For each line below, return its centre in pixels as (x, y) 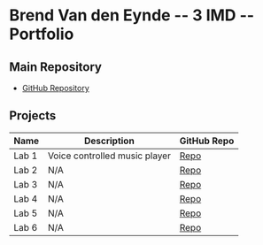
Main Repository (55, 67)
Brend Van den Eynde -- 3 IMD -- (132, 15)
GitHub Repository (56, 88)
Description (109, 141)
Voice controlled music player (109, 156)
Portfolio (42, 34)
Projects (33, 116)
